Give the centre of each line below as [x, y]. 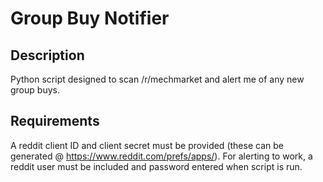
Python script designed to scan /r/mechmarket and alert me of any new [157, 79]
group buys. [35, 90]
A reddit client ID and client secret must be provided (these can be [147, 145]
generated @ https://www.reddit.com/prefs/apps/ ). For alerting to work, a [161, 156]
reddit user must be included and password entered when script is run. [156, 166]
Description [47, 55]
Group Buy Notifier [90, 18]
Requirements [55, 121]
